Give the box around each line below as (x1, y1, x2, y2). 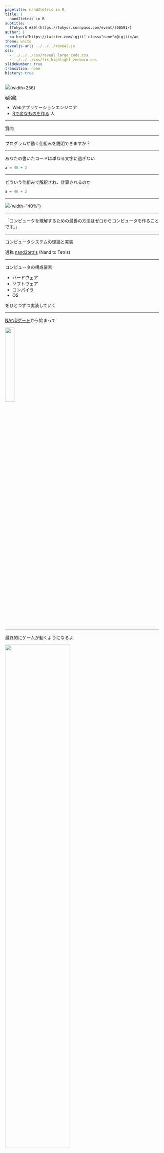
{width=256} (10, 85, 36, 90)
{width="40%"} (10, 203, 41, 209)
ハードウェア (12, 274, 38, 280)
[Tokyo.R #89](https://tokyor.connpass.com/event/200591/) (9, 25, 132, 30)
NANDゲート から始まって (5, 317, 56, 323)
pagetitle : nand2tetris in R (5, 7, 64, 12)
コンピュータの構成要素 (5, 264, 52, 270)
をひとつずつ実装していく (5, 302, 56, 308)
